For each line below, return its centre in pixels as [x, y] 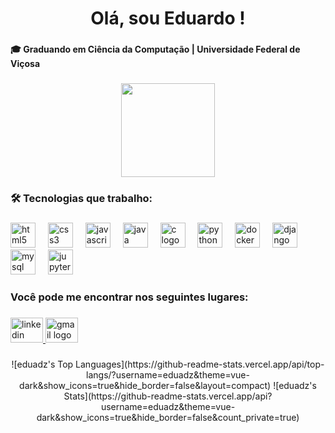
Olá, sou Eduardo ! [168, 18]
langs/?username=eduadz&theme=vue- [168, 374]
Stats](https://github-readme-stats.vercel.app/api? [168, 396]
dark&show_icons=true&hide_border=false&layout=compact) [145, 385]
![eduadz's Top [42, 364]
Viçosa [25, 64]
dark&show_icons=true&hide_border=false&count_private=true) [168, 417]
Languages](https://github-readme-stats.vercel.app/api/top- [200, 364]
